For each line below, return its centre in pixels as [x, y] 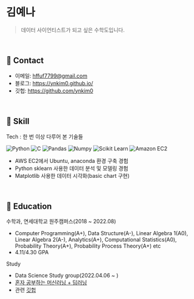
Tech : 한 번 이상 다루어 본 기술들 [45, 136]
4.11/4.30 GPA [32, 252]
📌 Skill [18, 121]
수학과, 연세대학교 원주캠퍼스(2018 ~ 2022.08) [61, 221]
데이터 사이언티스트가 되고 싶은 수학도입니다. [73, 30]
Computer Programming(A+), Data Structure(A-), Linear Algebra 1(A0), [101, 233]
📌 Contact [25, 61]
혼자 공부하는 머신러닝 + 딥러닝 [51, 283]
